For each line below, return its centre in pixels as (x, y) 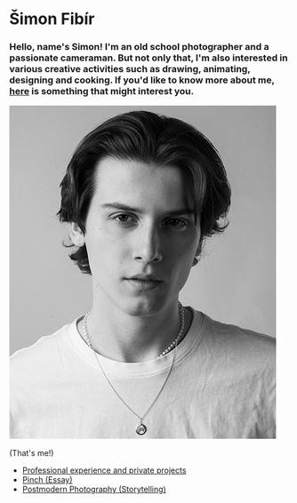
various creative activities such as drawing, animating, (130, 69)
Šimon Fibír (52, 19)
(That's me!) (32, 453)
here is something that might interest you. (102, 92)
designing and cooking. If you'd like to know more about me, (142, 80)
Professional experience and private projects (104, 470)
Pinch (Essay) (47, 480)
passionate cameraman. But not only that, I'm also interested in (148, 58)
